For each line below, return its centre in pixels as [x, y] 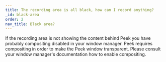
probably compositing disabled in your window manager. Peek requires [79, 44]
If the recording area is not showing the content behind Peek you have [78, 38]
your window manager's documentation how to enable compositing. [76, 54]
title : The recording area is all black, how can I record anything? [80, 10]
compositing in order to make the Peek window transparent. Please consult [83, 49]
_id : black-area [22, 15]
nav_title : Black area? [30, 24]
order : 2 [14, 19]
